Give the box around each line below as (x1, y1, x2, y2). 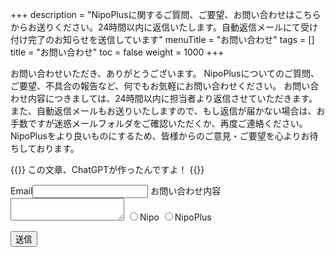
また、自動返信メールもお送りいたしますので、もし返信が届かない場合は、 (10, 105, 317, 117)
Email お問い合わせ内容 (10, 185, 222, 197)
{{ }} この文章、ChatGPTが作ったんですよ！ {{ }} (10, 164, 205, 175)
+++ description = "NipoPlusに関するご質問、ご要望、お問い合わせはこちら (10, 9, 322, 20)
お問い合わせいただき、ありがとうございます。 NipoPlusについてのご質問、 (10, 68, 320, 79)
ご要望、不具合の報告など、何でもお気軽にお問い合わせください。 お (10, 80, 293, 92)
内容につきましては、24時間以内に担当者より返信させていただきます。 (27, 93, 318, 104)
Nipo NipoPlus (139, 211, 212, 223)
